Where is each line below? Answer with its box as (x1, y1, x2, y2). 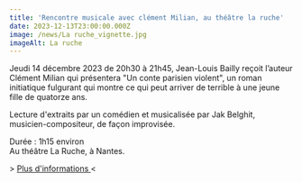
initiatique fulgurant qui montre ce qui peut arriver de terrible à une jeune (9, 82, 280, 93)
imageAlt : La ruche (9, 38, 83, 48)
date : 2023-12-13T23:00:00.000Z (9, 22, 131, 31)
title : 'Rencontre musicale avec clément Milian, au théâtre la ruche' (9, 13, 284, 23)
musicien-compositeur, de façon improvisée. (9, 119, 176, 130)
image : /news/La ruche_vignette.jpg (9, 30, 147, 39)
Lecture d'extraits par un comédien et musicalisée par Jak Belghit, (9, 109, 255, 120)
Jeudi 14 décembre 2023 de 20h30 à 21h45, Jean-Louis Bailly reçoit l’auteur (9, 63, 293, 74)
